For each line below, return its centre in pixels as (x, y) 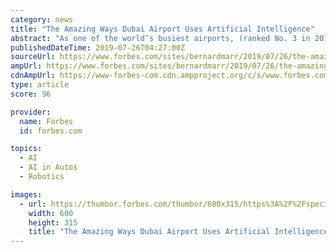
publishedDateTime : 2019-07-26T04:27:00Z (98, 47)
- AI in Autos (48, 167)
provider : (31, 112)
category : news (42, 19)
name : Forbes (46, 121)
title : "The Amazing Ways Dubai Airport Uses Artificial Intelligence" (162, 29)
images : (26, 194)
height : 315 (53, 222)
